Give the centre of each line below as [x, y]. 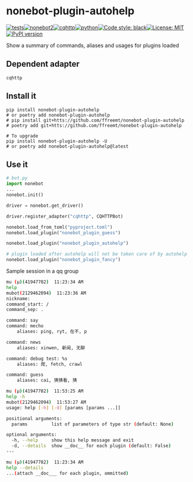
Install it [21, 96]
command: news [24, 342]
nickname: [18, 298]
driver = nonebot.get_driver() [45, 206]
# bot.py [17, 178]
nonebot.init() [25, 195]
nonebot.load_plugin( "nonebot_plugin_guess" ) [63, 233]
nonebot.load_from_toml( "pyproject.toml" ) [59, 227]
